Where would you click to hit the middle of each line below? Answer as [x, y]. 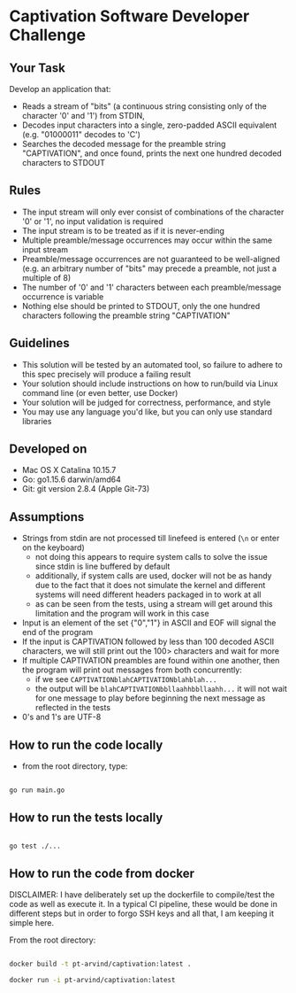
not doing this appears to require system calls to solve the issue [151, 557]
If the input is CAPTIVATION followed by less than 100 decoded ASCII [148, 642]
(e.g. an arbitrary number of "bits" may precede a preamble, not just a [149, 268]
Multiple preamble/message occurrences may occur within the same [147, 240]
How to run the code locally [86, 745]
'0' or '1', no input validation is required [92, 221]
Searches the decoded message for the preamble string [124, 144]
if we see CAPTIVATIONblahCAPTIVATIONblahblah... [126, 679]
